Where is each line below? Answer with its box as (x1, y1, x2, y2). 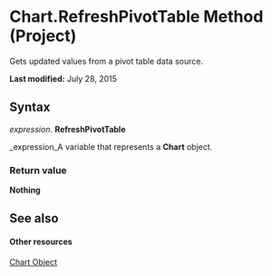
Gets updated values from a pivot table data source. (9, 55, 204, 66)
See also (9, 211, 59, 226)
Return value (9, 163, 67, 176)
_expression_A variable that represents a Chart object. (9, 141, 213, 152)
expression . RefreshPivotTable (9, 123, 126, 134)
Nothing (9, 184, 41, 196)
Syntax (9, 100, 51, 115)
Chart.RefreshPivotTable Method (9, 6, 264, 27)
